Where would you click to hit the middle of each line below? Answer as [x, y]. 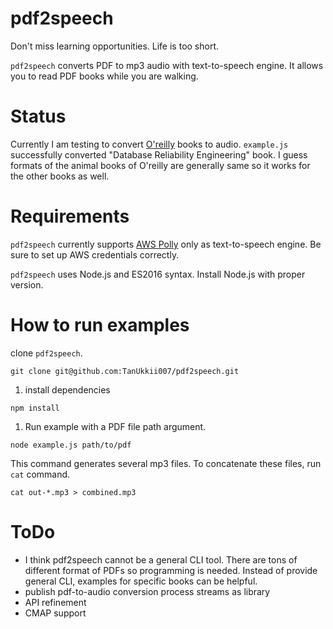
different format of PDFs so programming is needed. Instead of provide [171, 570]
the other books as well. [60, 176]
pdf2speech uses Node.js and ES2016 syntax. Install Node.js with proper [158, 274]
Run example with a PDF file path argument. [115, 426]
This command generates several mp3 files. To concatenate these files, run [166, 463]
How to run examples [100, 325]
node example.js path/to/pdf [71, 445]
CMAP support [55, 613]
